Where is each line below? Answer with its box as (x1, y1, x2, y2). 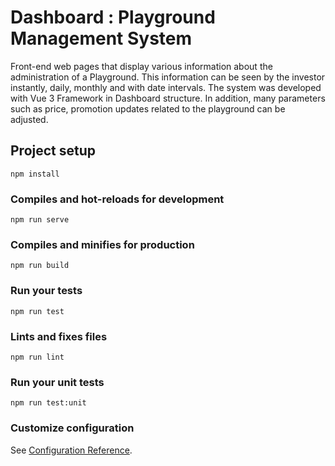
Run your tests (10, 284, 83, 298)
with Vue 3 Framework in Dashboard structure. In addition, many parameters (10, 92, 326, 104)
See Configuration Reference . (10, 444, 133, 456)
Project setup (10, 142, 97, 160)
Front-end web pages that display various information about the (10, 60, 273, 72)
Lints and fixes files (10, 329, 108, 343)
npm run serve (10, 215, 70, 225)
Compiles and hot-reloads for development (10, 192, 225, 206)
